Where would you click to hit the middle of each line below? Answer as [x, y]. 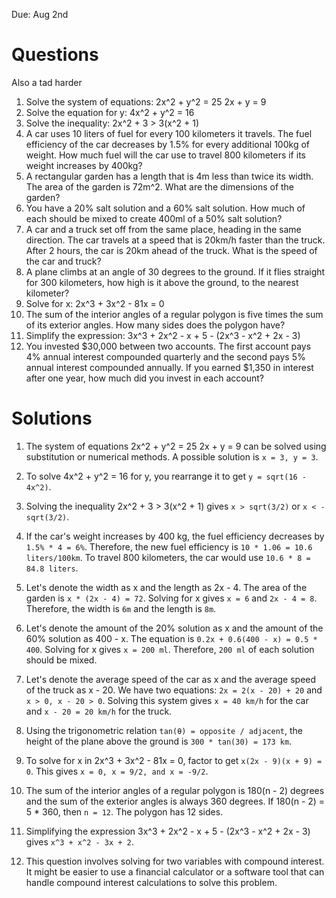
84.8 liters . [52, 568]
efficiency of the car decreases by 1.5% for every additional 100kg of [167, 144]
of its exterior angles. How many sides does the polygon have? [155, 325]
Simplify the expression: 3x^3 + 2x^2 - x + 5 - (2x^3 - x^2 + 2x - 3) [163, 335]
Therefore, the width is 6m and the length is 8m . [121, 608]
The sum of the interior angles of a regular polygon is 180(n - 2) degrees [175, 790]
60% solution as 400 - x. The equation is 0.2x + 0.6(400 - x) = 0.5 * [171, 638]
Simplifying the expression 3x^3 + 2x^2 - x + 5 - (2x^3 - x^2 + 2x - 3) [168, 831]
